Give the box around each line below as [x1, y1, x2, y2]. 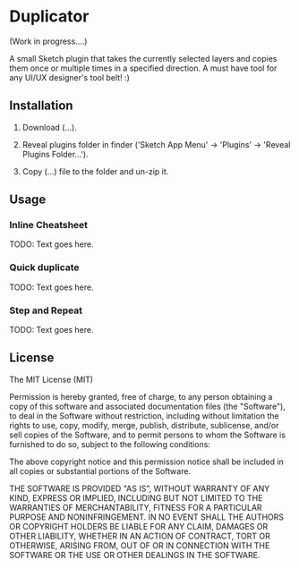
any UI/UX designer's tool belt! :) [9, 72, 130, 82]
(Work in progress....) [9, 36, 88, 47]
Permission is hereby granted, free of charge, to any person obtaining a [9, 391, 273, 402]
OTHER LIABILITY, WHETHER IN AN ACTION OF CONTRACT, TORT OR [9, 530, 270, 541]
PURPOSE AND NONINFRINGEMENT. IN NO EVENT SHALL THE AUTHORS [9, 512, 285, 522]
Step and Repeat [9, 304, 83, 317]
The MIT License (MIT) [9, 374, 94, 385]
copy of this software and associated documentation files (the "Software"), [9, 401, 286, 411]
